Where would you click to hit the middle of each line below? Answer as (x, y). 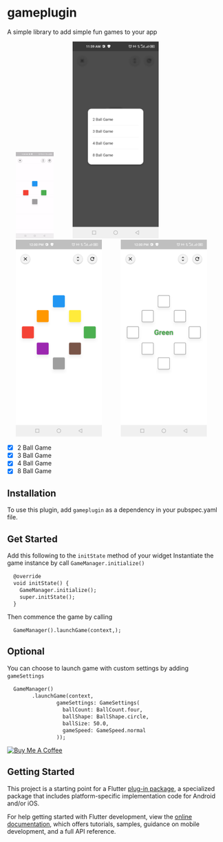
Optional (26, 652)
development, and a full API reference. (62, 831)
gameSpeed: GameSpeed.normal (104, 730)
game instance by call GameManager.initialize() (76, 563)
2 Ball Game (34, 448)
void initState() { (41, 584)
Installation (32, 493)
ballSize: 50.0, (86, 723)
